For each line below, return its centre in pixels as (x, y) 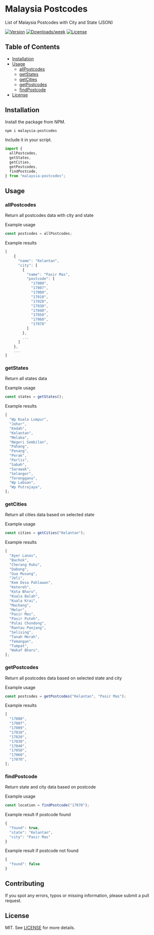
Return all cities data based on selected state (50, 515)
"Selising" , (21, 632)
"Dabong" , (19, 569)
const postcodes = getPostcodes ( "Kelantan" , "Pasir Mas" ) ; (66, 696)
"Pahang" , (19, 447)
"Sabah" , (18, 464)
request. (13, 901)
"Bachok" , (19, 560)
